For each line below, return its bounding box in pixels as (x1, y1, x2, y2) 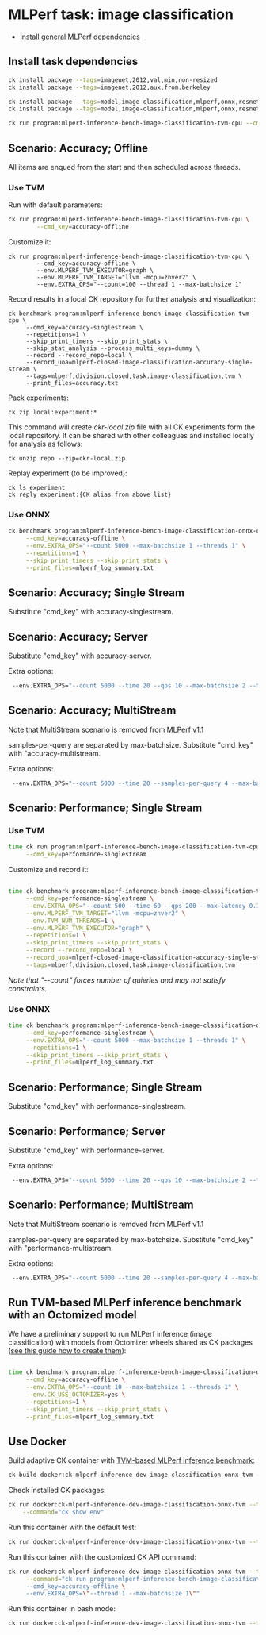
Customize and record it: (8, 865, 89, 875)
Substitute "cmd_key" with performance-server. (8, 1145, 165, 1155)
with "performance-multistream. (8, 1243, 113, 1252)
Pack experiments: (8, 393, 70, 402)
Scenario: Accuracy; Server (8, 629, 148, 644)
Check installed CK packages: (8, 1486, 107, 1495)
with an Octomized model (8, 1308, 137, 1321)
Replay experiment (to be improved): (8, 468, 128, 478)
